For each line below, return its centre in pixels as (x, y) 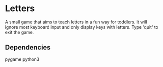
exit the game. (20, 32)
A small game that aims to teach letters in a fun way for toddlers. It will (76, 22)
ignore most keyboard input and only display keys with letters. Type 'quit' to (82, 27)
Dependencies (28, 47)
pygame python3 (22, 59)
